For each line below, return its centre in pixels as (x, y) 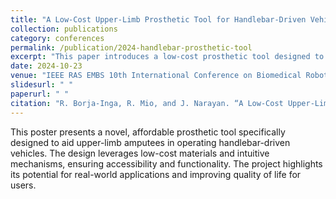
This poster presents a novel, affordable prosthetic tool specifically (148, 132)
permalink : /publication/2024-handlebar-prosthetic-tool (131, 47)
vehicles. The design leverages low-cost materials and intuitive (140, 153)
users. (23, 185)
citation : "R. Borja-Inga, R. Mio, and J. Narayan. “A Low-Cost (147, 103)
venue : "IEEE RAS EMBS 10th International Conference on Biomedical (156, 76)
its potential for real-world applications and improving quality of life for (156, 174)
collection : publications (64, 29)
